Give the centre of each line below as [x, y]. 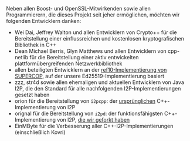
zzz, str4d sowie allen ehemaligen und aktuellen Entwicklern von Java [99, 82]
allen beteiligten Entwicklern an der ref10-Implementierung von [91, 70]
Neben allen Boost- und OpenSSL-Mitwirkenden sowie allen [79, 9]
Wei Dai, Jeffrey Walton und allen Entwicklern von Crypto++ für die [96, 32]
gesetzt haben [32, 95]
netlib [21, 57]
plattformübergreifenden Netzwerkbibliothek [68, 63]
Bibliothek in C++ [35, 45]
